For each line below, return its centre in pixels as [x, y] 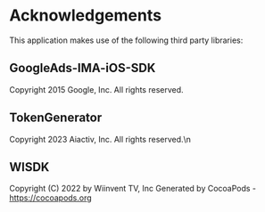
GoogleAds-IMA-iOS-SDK [83, 68]
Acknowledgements [86, 16]
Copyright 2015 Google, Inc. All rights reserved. [97, 89]
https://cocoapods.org [50, 198]
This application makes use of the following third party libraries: [126, 40]
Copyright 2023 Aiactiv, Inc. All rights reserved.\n [100, 139]
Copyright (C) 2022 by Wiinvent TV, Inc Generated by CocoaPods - [133, 189]
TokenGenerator [56, 118]
